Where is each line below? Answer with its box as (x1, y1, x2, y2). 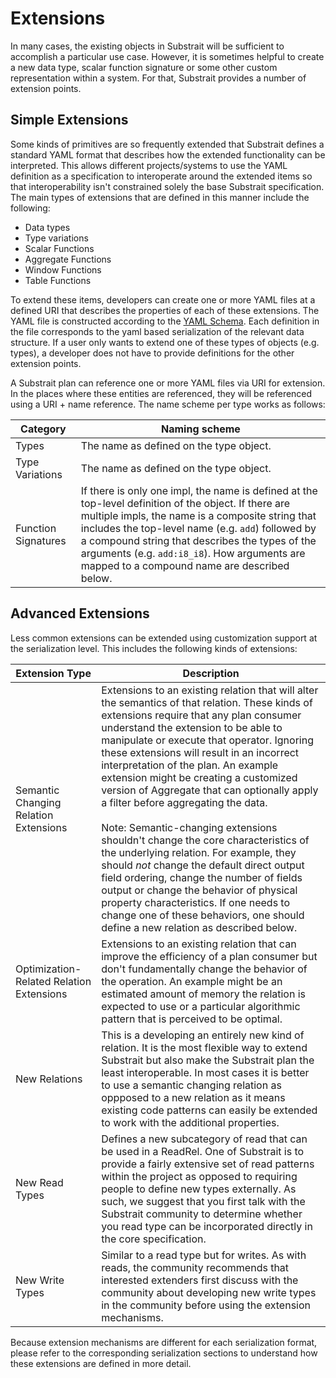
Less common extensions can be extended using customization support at (10, 632, 318, 644)
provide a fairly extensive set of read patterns (101, 1157, 315, 1171)
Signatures (15, 533, 67, 547)
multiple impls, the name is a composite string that (80, 508, 317, 522)
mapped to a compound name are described (80, 558, 290, 572)
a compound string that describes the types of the (80, 533, 317, 547)
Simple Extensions (10, 112, 129, 129)
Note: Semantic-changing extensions (101, 820, 278, 834)
